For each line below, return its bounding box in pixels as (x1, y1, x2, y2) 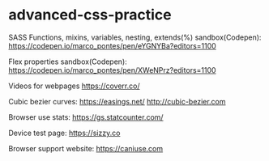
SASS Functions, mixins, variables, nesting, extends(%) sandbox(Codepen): (8, 32, 262, 42)
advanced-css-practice (8, 6, 172, 24)
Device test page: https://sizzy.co (8, 128, 121, 138)
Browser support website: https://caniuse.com (8, 143, 164, 153)
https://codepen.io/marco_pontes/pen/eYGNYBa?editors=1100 (8, 40, 216, 50)
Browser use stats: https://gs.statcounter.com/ (8, 112, 164, 122)
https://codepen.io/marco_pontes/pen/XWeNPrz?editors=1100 (8, 65, 216, 74)
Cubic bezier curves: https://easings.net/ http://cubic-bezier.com (8, 96, 226, 106)
